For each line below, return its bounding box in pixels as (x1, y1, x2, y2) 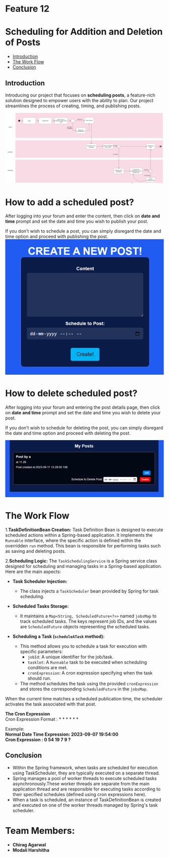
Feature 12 (5, 3, 50, 15)
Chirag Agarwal (12, 841, 46, 847)
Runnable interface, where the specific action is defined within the (5, 537, 141, 543)
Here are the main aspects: (5, 568, 61, 575)
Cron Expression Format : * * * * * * (5, 716, 79, 722)
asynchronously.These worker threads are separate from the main (12, 780, 150, 787)
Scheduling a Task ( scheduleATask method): (12, 633, 105, 639)
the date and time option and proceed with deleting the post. (5, 430, 131, 436)
